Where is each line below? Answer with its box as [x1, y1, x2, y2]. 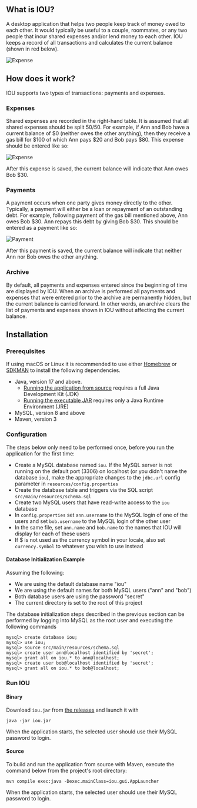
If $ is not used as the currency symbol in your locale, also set [14, 536, 166, 543]
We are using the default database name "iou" [14, 580, 127, 587]
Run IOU [6, 679, 31, 687]
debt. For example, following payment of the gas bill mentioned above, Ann [6, 212, 188, 219]
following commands [6, 623, 57, 630]
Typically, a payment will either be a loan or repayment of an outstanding [6, 206, 183, 213]
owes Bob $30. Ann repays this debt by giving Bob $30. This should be [6, 218, 179, 225]
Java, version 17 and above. [14, 378, 82, 385]
